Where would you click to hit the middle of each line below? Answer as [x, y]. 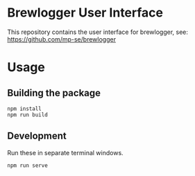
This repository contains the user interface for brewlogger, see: [98, 32]
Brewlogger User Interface [85, 13]
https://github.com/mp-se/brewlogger [62, 39]
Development [37, 136]
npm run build [28, 115]
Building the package [54, 93]
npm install [24, 109]
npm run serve [28, 165]
